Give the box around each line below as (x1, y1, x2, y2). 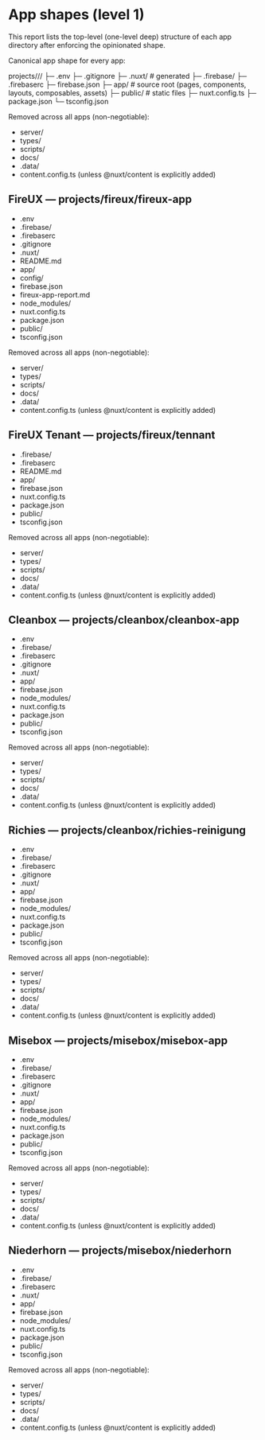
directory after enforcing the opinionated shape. (8, 40, 166, 49)
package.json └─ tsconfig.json (8, 96, 109, 106)
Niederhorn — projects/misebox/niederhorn (8, 1243, 232, 1258)
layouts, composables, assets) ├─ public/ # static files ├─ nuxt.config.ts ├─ (8, 88, 257, 97)
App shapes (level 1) (8, 6, 145, 24)
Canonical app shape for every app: (8, 56, 126, 65)
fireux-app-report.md (19, 290, 91, 299)
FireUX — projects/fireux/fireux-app (8, 193, 193, 206)
